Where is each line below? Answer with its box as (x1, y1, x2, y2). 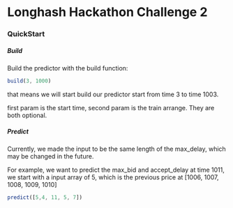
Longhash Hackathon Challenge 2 (7, 4, 208, 20)
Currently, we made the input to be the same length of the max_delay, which (7, 144, 227, 153)
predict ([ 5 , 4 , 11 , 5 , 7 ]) (7, 193, 82, 201)
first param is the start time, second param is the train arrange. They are (7, 103, 215, 112)
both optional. (7, 111, 47, 119)
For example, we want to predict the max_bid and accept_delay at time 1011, (7, 165, 225, 174)
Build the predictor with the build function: (7, 64, 128, 73)
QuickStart (7, 29, 45, 39)
